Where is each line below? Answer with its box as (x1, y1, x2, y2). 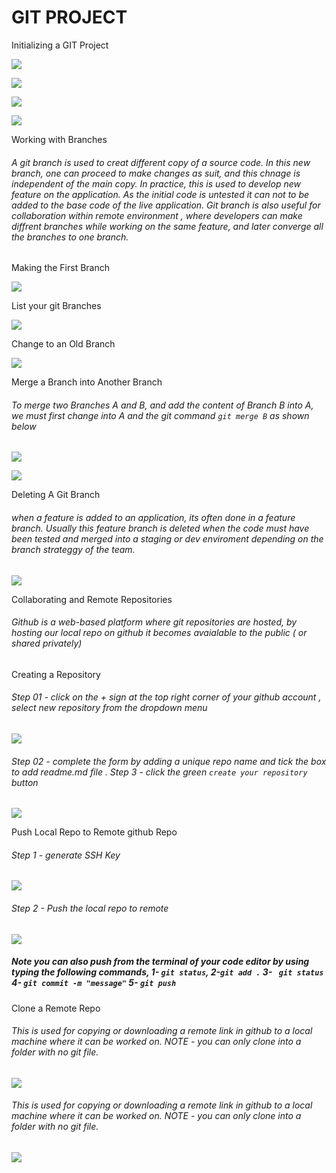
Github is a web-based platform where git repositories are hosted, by (11, 616, 298, 628)
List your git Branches (11, 300, 102, 312)
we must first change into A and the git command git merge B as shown (11, 409, 310, 421)
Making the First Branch (11, 262, 111, 274)
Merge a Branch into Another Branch (11, 376, 163, 388)
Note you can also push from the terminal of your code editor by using (11, 956, 310, 968)
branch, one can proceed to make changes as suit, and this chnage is (11, 167, 301, 179)
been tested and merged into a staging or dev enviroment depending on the (11, 532, 324, 545)
